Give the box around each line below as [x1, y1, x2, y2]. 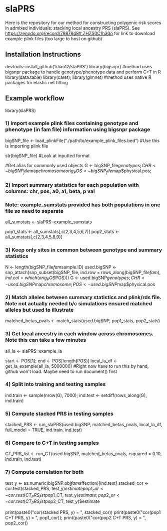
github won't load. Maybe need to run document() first [5, 368, 117, 374]
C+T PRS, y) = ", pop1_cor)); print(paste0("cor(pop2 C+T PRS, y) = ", [5, 515, 146, 521]
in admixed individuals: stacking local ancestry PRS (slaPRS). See [5, 25, 140, 31]
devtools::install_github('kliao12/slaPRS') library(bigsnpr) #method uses [5, 63, 152, 69]
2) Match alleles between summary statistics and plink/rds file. [5, 294, 161, 301]
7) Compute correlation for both [5, 469, 84, 476]
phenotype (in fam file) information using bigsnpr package [5, 126, 150, 133]
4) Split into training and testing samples [5, 381, 106, 388]
